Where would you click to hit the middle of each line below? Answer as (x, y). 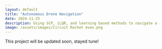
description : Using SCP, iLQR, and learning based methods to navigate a (81, 23)
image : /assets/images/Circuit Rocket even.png (54, 28)
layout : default (21, 9)
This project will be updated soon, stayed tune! (52, 41)
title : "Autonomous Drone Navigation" (44, 14)
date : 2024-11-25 (23, 18)
